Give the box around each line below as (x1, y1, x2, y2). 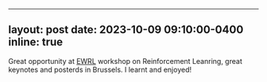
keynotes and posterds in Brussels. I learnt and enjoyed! (8, 65, 192, 74)
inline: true (8, 35, 64, 49)
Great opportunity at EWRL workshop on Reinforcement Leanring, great (8, 56, 242, 65)
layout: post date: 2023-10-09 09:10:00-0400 (8, 23, 244, 36)
